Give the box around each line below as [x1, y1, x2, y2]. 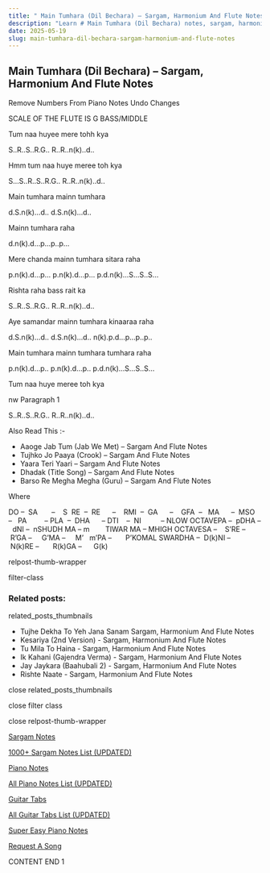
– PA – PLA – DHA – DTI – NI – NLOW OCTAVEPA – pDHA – [8, 516, 261, 526]
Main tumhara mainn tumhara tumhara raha [8, 348, 152, 358]
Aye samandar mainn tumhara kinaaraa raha [8, 317, 154, 326]
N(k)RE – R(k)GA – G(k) [10, 542, 108, 551]
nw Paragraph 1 [8, 395, 60, 405]
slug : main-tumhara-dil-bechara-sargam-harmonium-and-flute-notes [8, 34, 235, 43]
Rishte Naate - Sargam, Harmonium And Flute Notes [19, 670, 193, 680]
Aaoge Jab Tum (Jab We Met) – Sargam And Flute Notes [19, 442, 207, 451]
